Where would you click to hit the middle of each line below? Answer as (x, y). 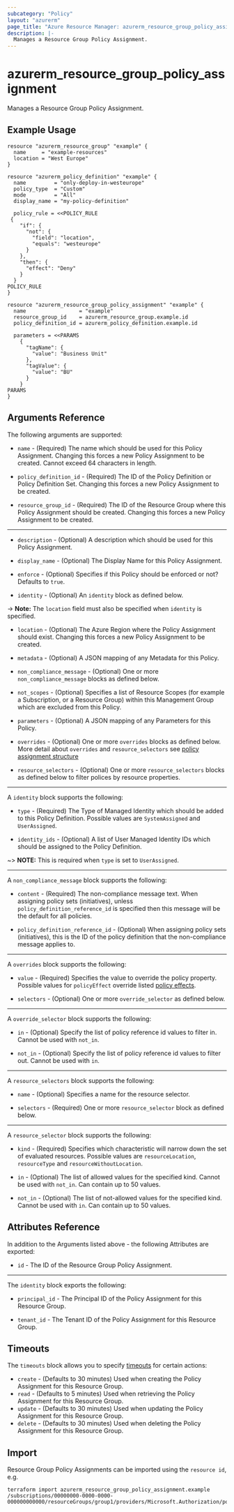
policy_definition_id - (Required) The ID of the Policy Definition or (114, 476)
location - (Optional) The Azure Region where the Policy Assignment (116, 629)
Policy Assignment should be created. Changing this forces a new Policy (121, 512)
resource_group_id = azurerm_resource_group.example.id (101, 317)
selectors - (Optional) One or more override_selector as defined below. (121, 999)
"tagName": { (45, 347)
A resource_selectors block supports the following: (81, 1080)
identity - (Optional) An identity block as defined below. (100, 595)
